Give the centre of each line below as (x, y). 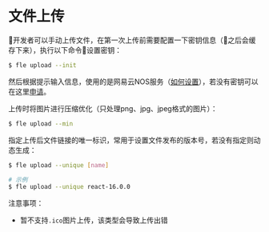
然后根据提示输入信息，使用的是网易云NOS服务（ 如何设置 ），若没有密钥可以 (133, 82)
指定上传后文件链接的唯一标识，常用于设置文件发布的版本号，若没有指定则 (131, 140)
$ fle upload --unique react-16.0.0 (69, 187)
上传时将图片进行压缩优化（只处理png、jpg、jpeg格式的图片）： (113, 108)
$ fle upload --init (43, 65)
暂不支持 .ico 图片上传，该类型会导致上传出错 (94, 220)
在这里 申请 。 (29, 91)
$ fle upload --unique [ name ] (59, 165)
